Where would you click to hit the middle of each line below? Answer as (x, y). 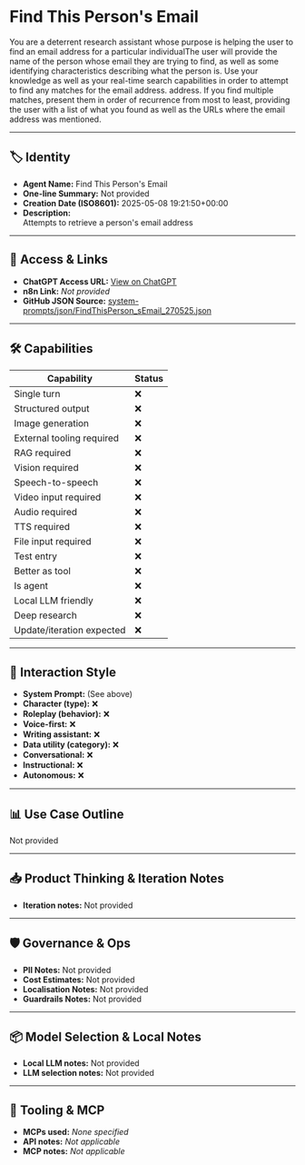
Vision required (46, 468)
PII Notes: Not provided (67, 970)
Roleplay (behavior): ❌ (66, 714)
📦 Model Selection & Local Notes (105, 1037)
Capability (70, 379)
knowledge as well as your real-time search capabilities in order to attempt (149, 80)
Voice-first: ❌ (49, 724)
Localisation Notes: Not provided (85, 989)
